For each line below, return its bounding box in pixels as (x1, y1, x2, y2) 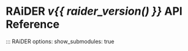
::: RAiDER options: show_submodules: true (6, 37, 115, 45)
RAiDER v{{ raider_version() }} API (6, 4, 183, 18)
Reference (6, 17, 59, 31)
